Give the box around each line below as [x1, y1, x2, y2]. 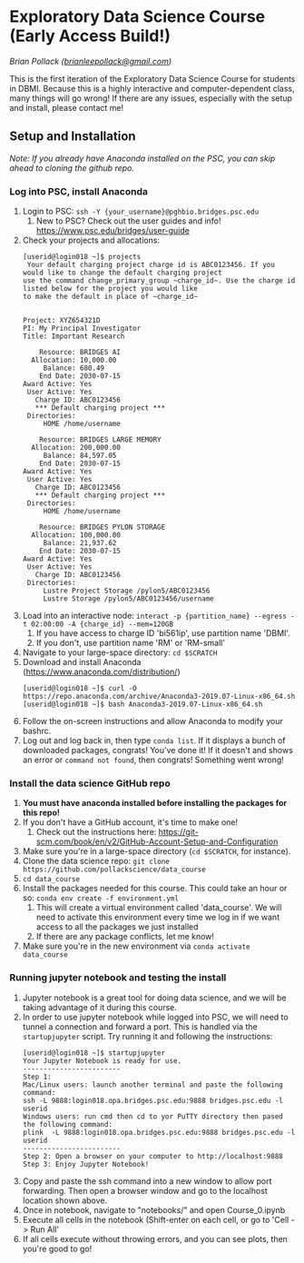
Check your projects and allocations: [22, 234, 161, 246]
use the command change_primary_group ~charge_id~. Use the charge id [22, 276, 296, 285]
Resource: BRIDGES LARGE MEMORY [39, 435, 162, 444]
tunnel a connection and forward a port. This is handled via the [22, 1020, 258, 1032]
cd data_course [22, 875, 81, 884]
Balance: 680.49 [43, 363, 104, 373]
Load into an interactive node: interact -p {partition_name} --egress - [22, 611, 295, 622]
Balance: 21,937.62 [43, 539, 117, 548]
